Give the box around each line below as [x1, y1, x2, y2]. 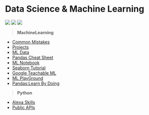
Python [17, 90, 33, 96]
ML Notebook [12, 59, 40, 65]
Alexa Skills [12, 99, 36, 105]
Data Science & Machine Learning [5, 3, 145, 15]
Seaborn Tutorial [12, 65, 46, 71]
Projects [12, 44, 29, 50]
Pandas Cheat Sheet [12, 55, 54, 60]
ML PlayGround [12, 75, 44, 81]
